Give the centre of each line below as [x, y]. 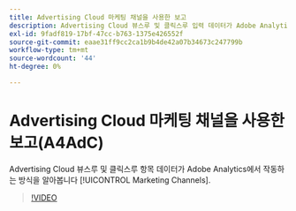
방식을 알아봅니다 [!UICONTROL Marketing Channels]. [114, 180]
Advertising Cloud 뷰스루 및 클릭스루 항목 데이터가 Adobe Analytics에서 [135, 169]
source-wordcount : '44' [53, 58]
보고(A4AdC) [57, 143]
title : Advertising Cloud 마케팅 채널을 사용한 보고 [98, 17]
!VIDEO [44, 197]
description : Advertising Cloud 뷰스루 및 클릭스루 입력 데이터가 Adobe [133, 26]
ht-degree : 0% [35, 67]
